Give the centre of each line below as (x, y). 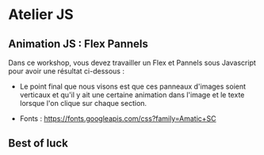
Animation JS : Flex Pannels (78, 44)
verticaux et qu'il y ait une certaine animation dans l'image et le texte (132, 95)
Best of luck (38, 144)
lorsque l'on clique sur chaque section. (83, 103)
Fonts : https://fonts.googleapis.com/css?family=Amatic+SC (118, 119)
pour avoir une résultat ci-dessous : (67, 71)
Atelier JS (41, 15)
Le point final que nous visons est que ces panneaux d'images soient (133, 86)
